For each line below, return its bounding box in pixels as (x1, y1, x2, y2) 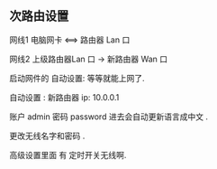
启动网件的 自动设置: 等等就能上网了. (9, 72, 145, 83)
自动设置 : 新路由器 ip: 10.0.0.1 (9, 91, 120, 102)
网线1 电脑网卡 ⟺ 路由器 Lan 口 (9, 34, 131, 45)
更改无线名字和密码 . (9, 130, 86, 141)
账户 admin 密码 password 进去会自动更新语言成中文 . (9, 111, 209, 122)
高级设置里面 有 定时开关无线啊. (9, 149, 127, 160)
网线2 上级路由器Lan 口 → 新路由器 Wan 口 (9, 53, 168, 64)
